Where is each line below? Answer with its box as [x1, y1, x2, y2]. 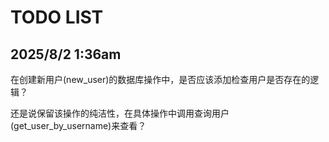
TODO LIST [10, 6, 104, 29]
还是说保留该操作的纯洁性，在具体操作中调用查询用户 [10, 107, 230, 119]
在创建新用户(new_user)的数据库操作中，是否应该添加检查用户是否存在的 [10, 74, 311, 85]
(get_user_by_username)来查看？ [10, 120, 147, 131]
